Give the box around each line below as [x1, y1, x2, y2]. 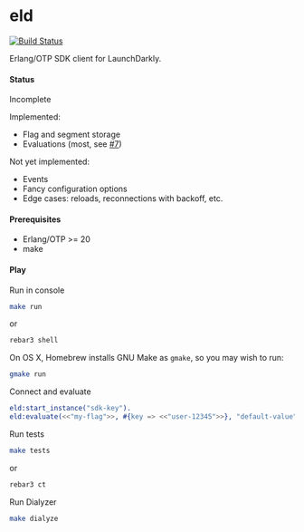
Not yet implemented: [9, 156, 90, 168]
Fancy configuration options [22, 183, 128, 195]
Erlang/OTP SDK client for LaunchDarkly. [9, 53, 162, 63]
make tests [9, 446, 51, 455]
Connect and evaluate [9, 386, 92, 397]
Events [22, 174, 49, 185]
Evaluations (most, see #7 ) [22, 139, 122, 150]
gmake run [9, 370, 47, 379]
